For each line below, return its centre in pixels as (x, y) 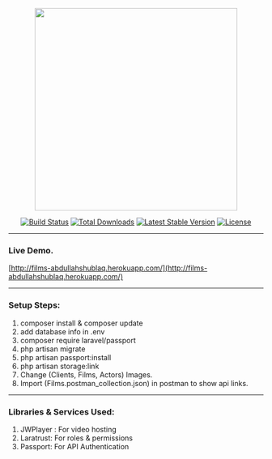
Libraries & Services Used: (62, 411)
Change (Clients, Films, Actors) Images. (86, 374)
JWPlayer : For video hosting (68, 429)
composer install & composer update (81, 323)
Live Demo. (31, 250)
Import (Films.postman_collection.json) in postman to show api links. (134, 383)
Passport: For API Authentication (74, 446)
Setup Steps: (34, 305)
